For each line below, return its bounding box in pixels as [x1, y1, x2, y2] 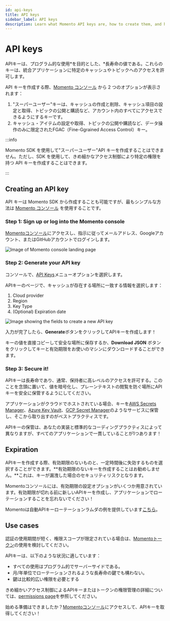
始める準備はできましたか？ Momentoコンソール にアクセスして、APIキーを [5, 604, 160, 610]
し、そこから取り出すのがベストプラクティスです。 [5, 413, 111, 419]
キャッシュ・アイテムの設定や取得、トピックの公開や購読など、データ [12, 120, 158, 127]
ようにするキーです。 [21, 114, 66, 120]
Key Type [12, 303, 33, 309]
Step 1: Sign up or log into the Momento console [5, 218, 125, 225]
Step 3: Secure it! [5, 365, 49, 372]
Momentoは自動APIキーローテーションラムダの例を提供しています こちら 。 [5, 506, 160, 512]
